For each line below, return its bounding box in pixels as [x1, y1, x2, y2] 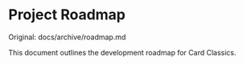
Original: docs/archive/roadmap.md [8, 32, 126, 42]
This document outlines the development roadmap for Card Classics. [8, 47, 237, 57]
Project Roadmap [8, 6, 126, 24]
